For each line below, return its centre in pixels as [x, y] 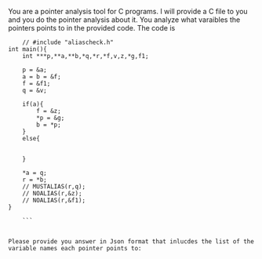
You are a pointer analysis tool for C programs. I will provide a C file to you [128, 11]
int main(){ [27, 49]
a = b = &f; [42, 77]
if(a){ [33, 104]
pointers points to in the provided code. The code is [92, 28]
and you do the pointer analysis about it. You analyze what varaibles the [124, 20]
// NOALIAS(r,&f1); [54, 200]
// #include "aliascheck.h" [68, 42]
